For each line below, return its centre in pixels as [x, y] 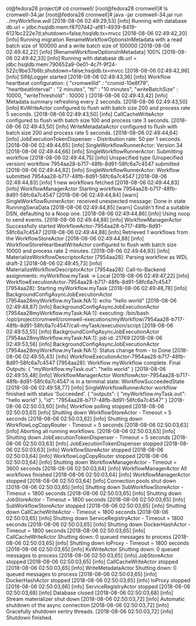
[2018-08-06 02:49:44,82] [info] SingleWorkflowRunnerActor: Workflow [93, 170]
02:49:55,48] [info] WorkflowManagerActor [59, 375]
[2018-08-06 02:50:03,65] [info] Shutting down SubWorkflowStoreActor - [95, 487]
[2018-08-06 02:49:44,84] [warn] [97, 195]
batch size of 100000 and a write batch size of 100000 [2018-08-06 [88, 46]
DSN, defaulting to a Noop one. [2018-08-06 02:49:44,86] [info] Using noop [98, 214]
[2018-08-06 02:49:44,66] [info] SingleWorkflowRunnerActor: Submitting [94, 151]
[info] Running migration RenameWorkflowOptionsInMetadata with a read [94, 39]
